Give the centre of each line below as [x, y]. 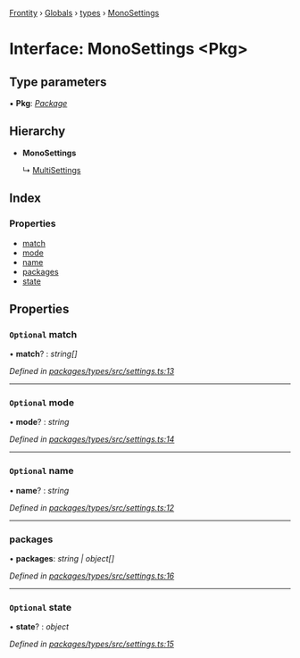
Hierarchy [37, 132]
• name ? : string [39, 490]
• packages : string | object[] [62, 559]
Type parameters [58, 82]
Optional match [43, 334]
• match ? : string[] [43, 354]
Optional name [42, 471]
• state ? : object [39, 627]
